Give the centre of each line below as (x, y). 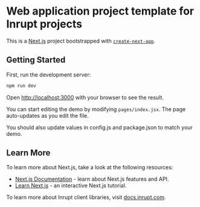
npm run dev (21, 86)
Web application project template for (100, 11)
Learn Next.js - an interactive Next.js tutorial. (71, 186)
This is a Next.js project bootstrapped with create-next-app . (81, 41)
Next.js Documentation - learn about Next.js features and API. (92, 179)
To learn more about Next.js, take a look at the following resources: (90, 168)
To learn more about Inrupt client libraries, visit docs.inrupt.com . (86, 197)
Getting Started (36, 60)
